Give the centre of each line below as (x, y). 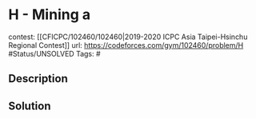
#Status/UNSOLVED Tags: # (55, 53)
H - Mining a (49, 15)
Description (38, 79)
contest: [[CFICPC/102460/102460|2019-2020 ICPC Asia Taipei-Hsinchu (128, 37)
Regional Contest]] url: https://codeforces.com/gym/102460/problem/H (126, 45)
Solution (30, 106)
